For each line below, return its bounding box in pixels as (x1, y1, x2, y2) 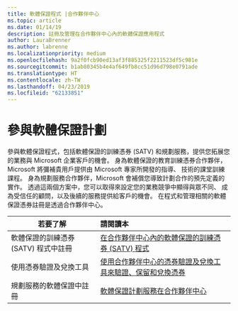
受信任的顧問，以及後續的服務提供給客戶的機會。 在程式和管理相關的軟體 (13, 192, 227, 200)
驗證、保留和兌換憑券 (114, 268, 186, 278)
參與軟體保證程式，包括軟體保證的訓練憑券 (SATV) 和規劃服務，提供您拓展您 (7, 147, 230, 156)
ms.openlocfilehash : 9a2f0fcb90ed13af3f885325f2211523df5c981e (7, 57, 198, 64)
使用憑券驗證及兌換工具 (11, 262, 90, 272)
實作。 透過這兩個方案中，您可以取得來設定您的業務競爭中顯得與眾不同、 (7, 182, 220, 192)
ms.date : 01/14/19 (7, 23, 62, 31)
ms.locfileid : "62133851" (7, 89, 84, 97)
